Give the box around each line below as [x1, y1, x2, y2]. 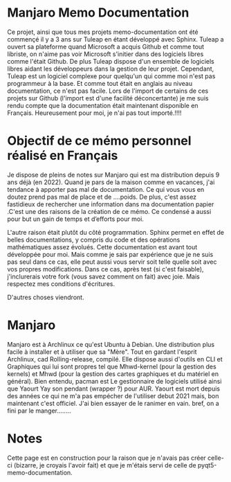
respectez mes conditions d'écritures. [7, 279, 115, 288]
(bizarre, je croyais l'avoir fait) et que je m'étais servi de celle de [13, 461, 196, 469]
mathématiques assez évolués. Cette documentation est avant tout [7, 242, 198, 251]
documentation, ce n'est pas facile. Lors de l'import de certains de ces [7, 87, 209, 95]
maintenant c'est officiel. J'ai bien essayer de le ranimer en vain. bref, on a [7, 399, 219, 407]
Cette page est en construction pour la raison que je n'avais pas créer [7, 454, 206, 462]
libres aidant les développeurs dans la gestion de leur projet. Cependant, [7, 64, 214, 73]
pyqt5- [197, 461, 217, 469]
